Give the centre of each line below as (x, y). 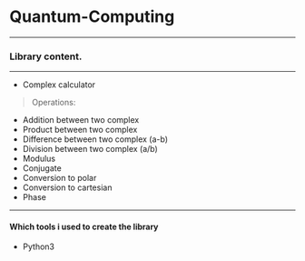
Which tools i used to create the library (84, 226)
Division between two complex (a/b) (90, 149)
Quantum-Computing (92, 17)
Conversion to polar (59, 178)
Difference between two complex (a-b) (95, 139)
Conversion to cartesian (67, 187)
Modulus (39, 159)
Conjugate (42, 168)
